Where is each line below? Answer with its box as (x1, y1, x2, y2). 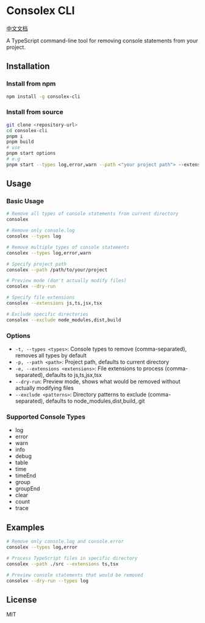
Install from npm (6, 80, 56, 88)
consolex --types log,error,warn (6, 250, 92, 256)
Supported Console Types (6, 412, 85, 421)
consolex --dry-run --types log (6, 578, 88, 584)
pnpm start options (6, 151, 56, 157)
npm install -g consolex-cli (6, 93, 81, 100)
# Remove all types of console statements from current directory (6, 211, 179, 217)
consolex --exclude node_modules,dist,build (6, 316, 121, 323)
